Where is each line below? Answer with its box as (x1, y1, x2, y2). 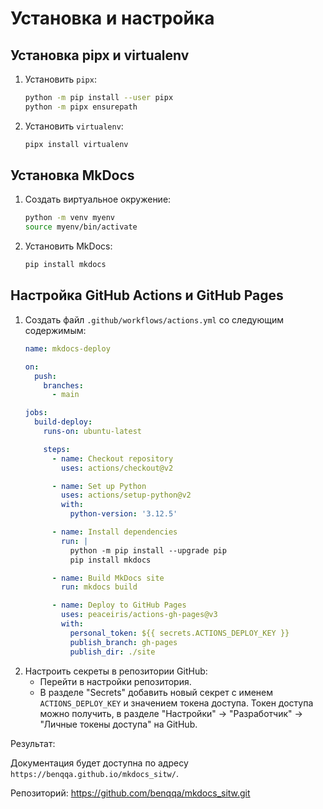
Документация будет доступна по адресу (10, 757, 189, 769)
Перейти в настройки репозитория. (39, 675, 192, 687)
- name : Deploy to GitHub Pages (51, 600, 187, 611)
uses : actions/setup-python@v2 (61, 490, 192, 501)
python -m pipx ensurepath (24, 102, 138, 112)
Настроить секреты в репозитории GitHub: (24, 665, 208, 677)
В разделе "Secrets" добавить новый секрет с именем (39, 686, 274, 698)
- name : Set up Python (51, 481, 147, 491)
